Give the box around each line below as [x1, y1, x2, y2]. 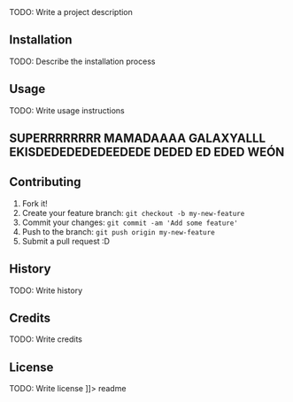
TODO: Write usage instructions [9, 104, 126, 116]
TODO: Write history [9, 285, 83, 296]
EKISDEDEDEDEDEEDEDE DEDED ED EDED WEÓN [9, 144, 285, 160]
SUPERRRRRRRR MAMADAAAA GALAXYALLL [9, 131, 266, 146]
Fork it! [21, 197, 49, 209]
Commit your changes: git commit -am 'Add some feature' [21, 217, 239, 228]
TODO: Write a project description [9, 7, 133, 17]
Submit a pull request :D [21, 236, 111, 246]
